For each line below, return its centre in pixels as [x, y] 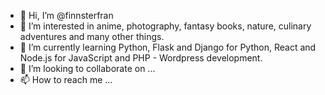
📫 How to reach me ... [66, 79]
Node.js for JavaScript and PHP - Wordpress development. [141, 58]
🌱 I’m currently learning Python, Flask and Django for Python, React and [168, 47]
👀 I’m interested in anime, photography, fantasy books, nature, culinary [165, 26]
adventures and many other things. [92, 36]
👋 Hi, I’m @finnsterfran [66, 15]
